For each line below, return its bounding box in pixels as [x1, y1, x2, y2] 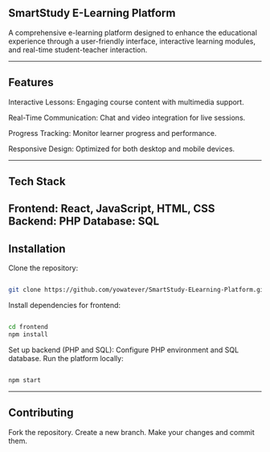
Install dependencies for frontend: [8, 301, 121, 310]
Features [8, 76, 54, 89]
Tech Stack [8, 175, 66, 188]
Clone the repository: [8, 263, 79, 273]
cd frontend [8, 323, 48, 331]
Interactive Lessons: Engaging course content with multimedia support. [8, 97, 244, 107]
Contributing [8, 406, 74, 420]
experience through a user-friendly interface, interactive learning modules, [8, 36, 256, 46]
